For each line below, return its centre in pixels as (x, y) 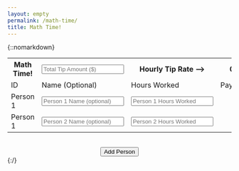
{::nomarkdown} (31, 48)
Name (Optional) (69, 85)
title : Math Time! (34, 27)
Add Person (119, 152)
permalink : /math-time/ (43, 21)
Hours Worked (155, 85)
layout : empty (28, 14)
